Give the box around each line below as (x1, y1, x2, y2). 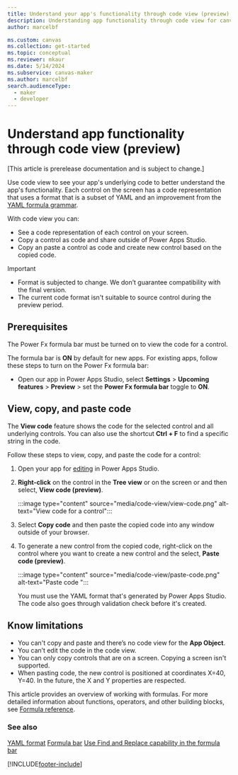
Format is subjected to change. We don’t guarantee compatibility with (17, 278, 221, 287)
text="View (17, 507, 51, 515)
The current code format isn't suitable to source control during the (17, 293, 212, 302)
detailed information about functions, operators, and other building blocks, (7, 697, 225, 706)
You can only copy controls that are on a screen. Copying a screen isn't (17, 653, 227, 662)
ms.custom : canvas (7, 36, 62, 43)
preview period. (17, 301, 64, 309)
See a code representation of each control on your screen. (17, 228, 189, 237)
